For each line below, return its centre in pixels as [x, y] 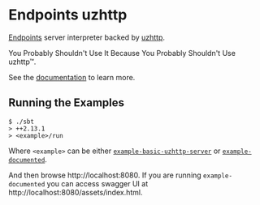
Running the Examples [66, 103]
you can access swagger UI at [97, 183]
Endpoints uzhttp [68, 15]
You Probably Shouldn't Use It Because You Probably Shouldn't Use [122, 53]
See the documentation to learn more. [72, 77]
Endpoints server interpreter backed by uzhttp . [87, 37]
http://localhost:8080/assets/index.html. [76, 192]
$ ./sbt [22, 122]
